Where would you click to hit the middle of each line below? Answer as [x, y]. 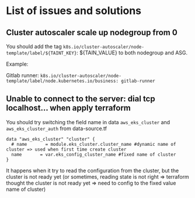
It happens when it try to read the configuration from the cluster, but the [93, 170]
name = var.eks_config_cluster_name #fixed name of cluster [94, 154]
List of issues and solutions [74, 11]
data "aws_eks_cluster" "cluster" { [51, 139]
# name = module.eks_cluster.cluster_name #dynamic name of [94, 144]
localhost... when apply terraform [69, 108]
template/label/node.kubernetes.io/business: [62, 81]
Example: [17, 64]
